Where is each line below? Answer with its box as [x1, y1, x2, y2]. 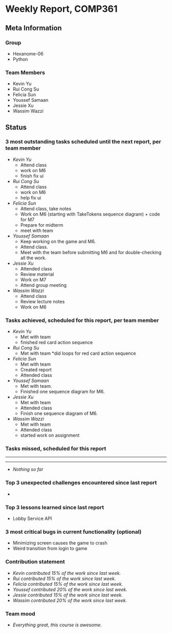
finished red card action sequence [20, 339, 93, 346]
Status [5, 123, 27, 132]
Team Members [5, 69, 45, 76]
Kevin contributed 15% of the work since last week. [12, 570, 121, 576]
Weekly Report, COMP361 [5, 3, 118, 15]
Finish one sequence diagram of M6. [20, 410, 98, 417]
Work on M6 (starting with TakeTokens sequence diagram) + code [20, 211, 160, 217]
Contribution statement [5, 558, 65, 566]
